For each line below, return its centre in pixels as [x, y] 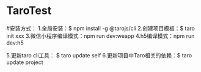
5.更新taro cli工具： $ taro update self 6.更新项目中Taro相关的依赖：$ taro [99, 55]
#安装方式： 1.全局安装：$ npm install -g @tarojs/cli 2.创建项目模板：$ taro [101, 28]
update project [25, 62]
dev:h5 [15, 43]
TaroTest [29, 11]
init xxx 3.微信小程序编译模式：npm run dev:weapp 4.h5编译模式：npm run [100, 36]
